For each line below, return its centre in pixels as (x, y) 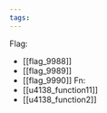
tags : (19, 18)
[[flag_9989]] (47, 71)
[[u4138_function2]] (59, 99)
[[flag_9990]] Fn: (54, 80)
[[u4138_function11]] (60, 89)
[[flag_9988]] (47, 61)
